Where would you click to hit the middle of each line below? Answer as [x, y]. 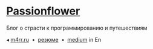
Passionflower [43, 11]
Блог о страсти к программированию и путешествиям [77, 28]
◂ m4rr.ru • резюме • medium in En [54, 39]
